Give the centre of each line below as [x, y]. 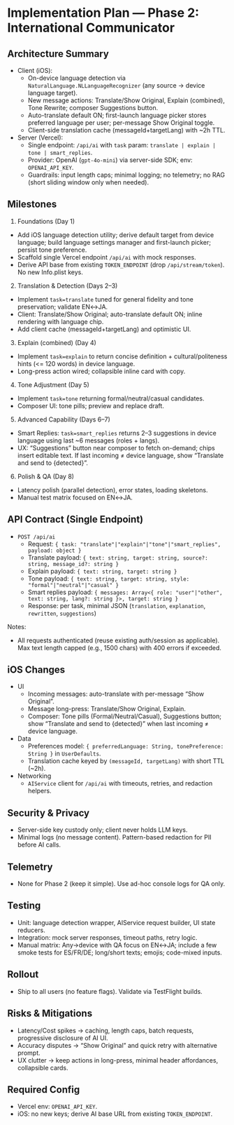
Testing [24, 906]
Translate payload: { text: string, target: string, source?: [118, 557]
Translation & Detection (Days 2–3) [67, 285]
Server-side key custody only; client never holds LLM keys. [102, 830]
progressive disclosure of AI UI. [63, 1038]
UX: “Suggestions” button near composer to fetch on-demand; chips [116, 447]
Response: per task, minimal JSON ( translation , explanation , [117, 605]
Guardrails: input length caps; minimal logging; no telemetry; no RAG [126, 175]
